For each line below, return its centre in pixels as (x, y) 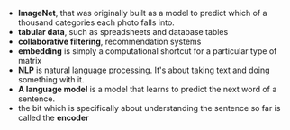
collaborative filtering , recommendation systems (109, 41)
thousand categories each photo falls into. (96, 22)
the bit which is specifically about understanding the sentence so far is (149, 108)
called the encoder (53, 117)
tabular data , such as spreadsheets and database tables (123, 32)
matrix (30, 61)
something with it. (51, 79)
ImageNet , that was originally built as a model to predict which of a (142, 13)
